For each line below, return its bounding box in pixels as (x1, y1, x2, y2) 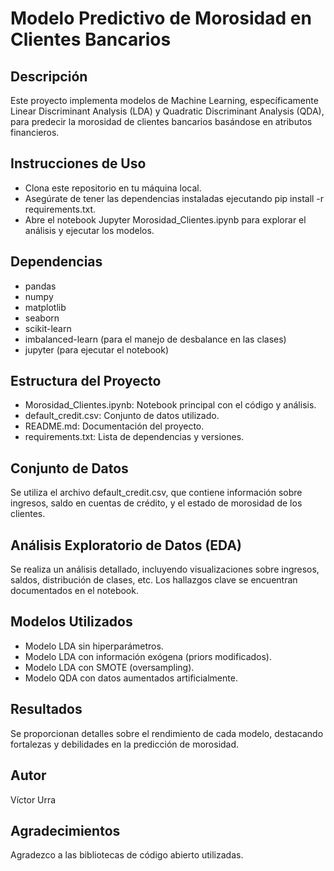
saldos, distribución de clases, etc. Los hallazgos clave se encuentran (10, 574, 298, 586)
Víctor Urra (10, 793, 57, 806)
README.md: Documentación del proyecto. (24, 420, 205, 432)
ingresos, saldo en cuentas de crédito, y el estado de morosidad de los (10, 497, 303, 509)
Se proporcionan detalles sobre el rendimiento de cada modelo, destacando (10, 727, 324, 739)
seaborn (24, 312, 60, 324)
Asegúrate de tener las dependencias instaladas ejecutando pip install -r (24, 192, 325, 204)
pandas (24, 280, 57, 292)
